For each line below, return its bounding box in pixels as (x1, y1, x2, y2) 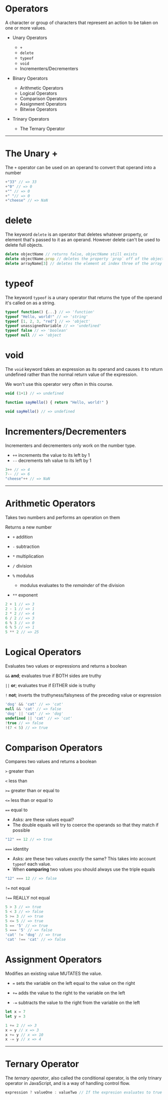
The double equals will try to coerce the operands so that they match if (12, 822, 159, 828)
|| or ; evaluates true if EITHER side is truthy (5, 683, 96, 689)
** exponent (12, 592, 38, 598)
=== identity (5, 846, 29, 852)
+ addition (12, 534, 33, 540)
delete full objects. (5, 242, 43, 248)
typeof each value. (12, 861, 51, 867)
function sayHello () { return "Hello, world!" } (5, 400, 108, 405)
